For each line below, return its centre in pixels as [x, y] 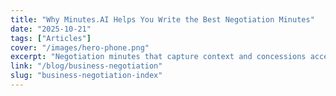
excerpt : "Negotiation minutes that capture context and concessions [158, 57]
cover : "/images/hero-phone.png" [80, 47]
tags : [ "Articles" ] [51, 38]
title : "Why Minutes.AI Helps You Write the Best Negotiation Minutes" [162, 19]
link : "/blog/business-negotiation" [86, 66]
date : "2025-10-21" [51, 29]
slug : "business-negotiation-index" [86, 76]
